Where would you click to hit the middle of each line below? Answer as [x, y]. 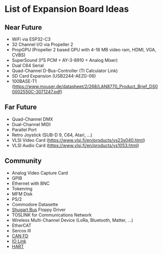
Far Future [21, 107]
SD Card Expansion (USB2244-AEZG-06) [54, 76]
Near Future [23, 27]
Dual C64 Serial [28, 65]
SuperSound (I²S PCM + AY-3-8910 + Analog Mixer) [65, 60]
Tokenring [22, 188]
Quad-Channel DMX [32, 119]
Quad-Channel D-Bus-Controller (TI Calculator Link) [65, 71]
